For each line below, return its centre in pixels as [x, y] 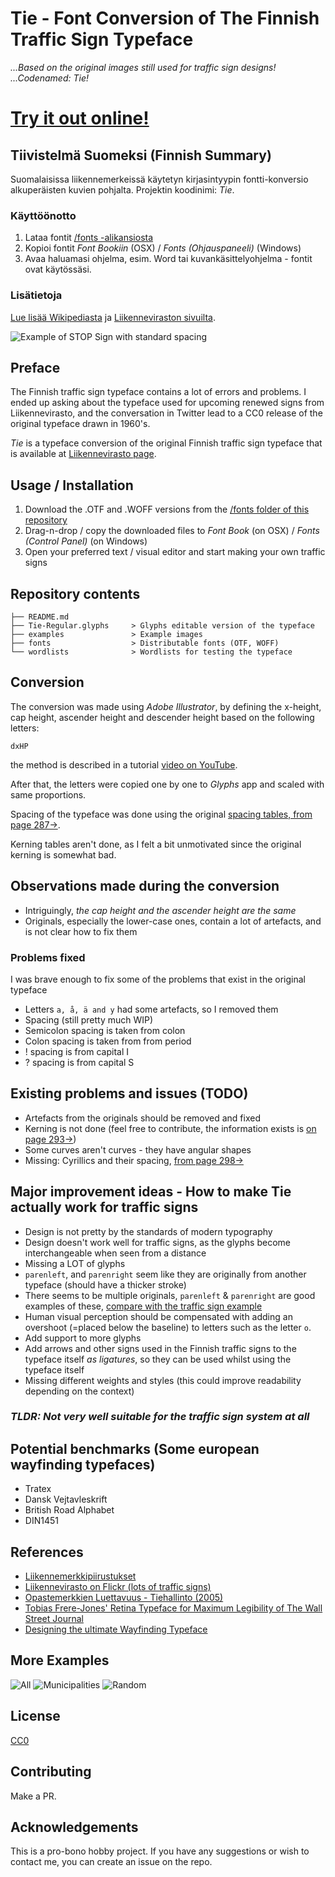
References [47, 1552]
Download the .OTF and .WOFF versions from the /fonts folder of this [167, 509]
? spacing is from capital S [79, 1062]
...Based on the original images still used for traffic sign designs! [143, 67]
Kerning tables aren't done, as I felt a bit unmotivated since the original [156, 844]
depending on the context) [79, 1391]
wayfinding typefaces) [83, 1464]
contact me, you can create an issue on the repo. [111, 1862]
